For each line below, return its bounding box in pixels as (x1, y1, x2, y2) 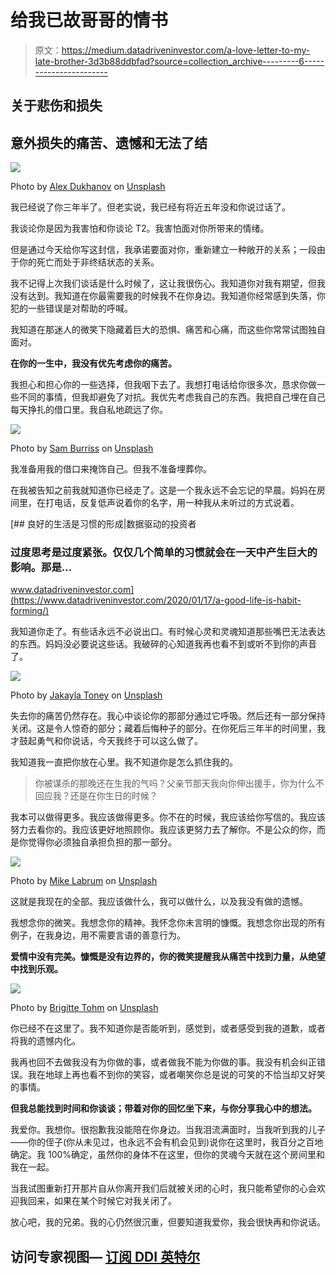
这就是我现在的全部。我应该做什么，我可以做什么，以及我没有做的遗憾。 (10, 896, 308, 908)
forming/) (10, 605, 50, 617)
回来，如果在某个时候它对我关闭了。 (27, 1195, 177, 1207)
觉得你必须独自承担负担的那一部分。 (27, 836, 177, 848)
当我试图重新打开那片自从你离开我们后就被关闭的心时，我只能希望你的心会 (10, 1182, 317, 1195)
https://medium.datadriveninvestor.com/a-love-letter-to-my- (61, 44, 311, 56)
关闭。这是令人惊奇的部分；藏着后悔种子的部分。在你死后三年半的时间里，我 (10, 722, 326, 735)
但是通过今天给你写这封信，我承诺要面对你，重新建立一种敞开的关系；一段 (10, 244, 317, 256)
